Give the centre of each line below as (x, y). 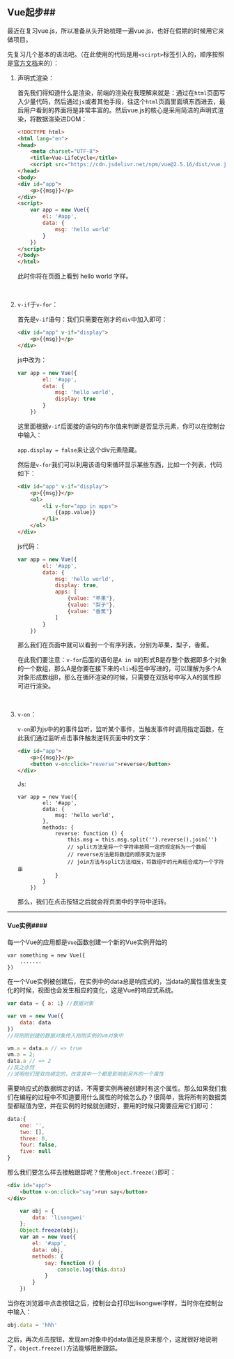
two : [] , (32, 1132)
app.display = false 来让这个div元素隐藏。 (79, 450)
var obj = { (37, 1211)
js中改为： (32, 360)
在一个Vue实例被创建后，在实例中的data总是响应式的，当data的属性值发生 (114, 982)
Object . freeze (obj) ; (49, 1231)
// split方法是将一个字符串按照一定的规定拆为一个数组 (137, 847)
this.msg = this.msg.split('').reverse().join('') (142, 839)
